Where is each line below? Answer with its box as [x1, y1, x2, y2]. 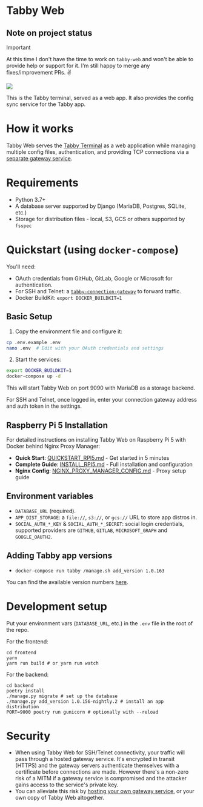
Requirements [6, 176, 79, 190]
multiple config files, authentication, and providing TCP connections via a [6, 148, 189, 155]
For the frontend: [6, 637, 48, 645]
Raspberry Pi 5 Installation [6, 420, 108, 430]
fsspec [15, 222, 32, 229]
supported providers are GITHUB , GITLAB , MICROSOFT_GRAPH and [15, 526, 168, 534]
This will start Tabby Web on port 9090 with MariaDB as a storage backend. [6, 384, 196, 391]
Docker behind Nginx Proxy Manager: [6, 442, 100, 450]
